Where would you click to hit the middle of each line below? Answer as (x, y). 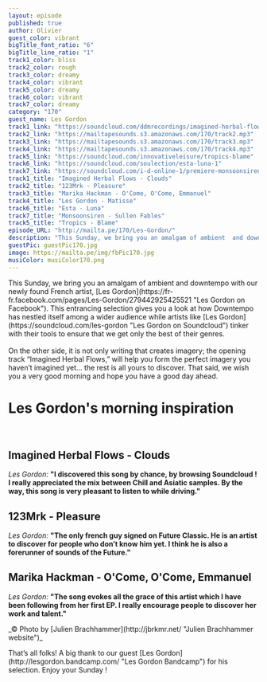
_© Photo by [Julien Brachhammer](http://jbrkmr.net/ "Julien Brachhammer (131, 629)
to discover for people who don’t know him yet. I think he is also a (118, 544)
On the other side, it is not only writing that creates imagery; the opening (127, 351)
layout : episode (35, 16)
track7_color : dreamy (44, 104)
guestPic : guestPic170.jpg (53, 245)
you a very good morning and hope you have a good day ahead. (113, 376)
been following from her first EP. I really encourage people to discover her (132, 605)
